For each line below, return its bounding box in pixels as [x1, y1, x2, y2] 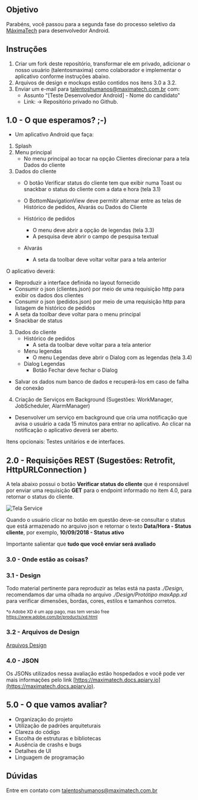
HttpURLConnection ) [6, 465, 87, 475]
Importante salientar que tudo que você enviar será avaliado [6, 540, 156, 547]
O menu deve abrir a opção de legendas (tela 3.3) [32, 226, 155, 234]
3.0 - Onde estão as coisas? [6, 555, 89, 564]
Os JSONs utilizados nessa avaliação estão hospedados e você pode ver [6, 670, 186, 677]
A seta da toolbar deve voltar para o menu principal [14, 311, 141, 318]
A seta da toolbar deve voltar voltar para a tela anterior [32, 256, 166, 263]
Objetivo [6, 5, 39, 15]
